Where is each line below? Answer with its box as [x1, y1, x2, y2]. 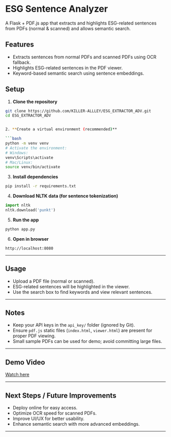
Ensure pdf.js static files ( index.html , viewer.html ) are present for [12, 328, 153, 334]
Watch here [5, 372, 30, 378]
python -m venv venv [5, 141, 49, 146]
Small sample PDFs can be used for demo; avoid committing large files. [12, 338, 162, 344]
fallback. [12, 59, 31, 65]
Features [5, 40, 34, 49]
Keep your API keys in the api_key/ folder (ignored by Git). [12, 322, 135, 328]
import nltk [5, 203, 31, 208]
